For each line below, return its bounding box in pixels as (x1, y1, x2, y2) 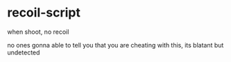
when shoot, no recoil (7, 28, 69, 36)
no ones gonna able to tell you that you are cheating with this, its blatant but (7, 41, 224, 49)
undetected (7, 48, 40, 56)
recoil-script (7, 5, 81, 21)
